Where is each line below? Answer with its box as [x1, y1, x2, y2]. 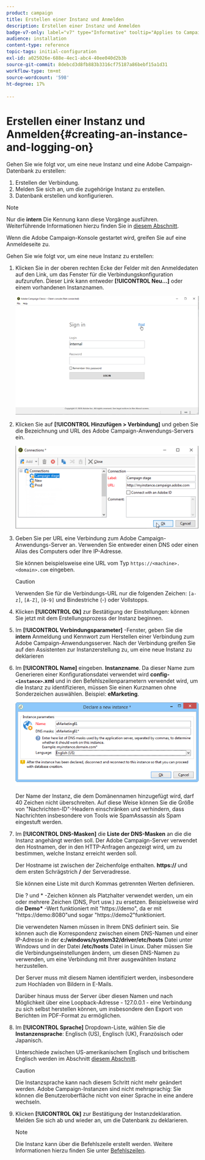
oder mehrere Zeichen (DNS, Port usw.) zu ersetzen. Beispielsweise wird [15, 898, 198, 905]
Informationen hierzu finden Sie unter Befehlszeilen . [15, 1147, 146, 1154]
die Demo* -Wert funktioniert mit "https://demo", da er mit [15, 904, 162, 912]
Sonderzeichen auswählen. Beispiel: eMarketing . [15, 690, 139, 697]
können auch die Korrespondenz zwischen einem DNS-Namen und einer [15, 929, 198, 937]
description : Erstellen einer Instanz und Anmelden [6, 23, 140, 29]
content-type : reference [6, 42, 70, 48]
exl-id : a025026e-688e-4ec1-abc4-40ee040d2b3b [6, 55, 127, 61]
